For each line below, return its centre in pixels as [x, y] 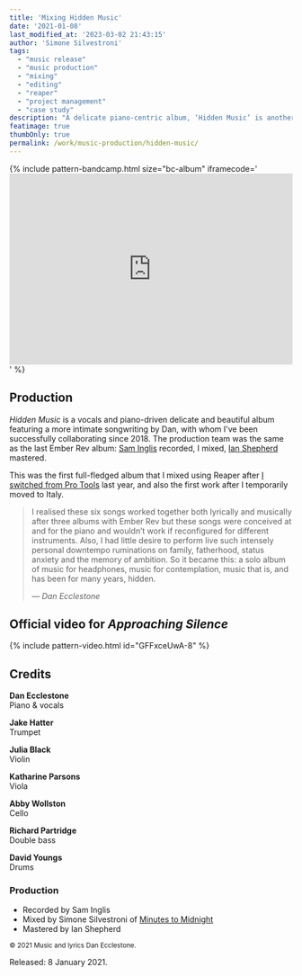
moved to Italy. [37, 494]
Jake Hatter [31, 723]
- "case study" [46, 110]
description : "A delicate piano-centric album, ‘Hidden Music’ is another [152, 118]
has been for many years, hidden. [93, 578]
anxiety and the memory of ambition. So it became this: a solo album [158, 560]
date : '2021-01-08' [46, 26]
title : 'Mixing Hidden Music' [66, 18]
